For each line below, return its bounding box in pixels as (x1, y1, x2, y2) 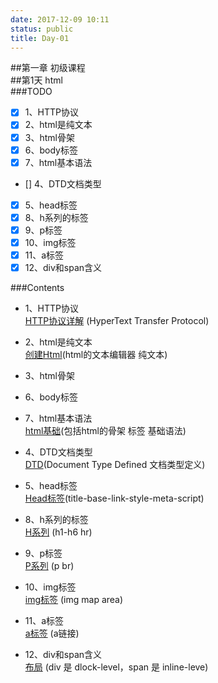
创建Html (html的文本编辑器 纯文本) (24, 349, 168, 361)
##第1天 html (10, 74, 63, 86)
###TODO (10, 86, 53, 98)
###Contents (10, 282, 65, 294)
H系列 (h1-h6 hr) (24, 526, 93, 538)
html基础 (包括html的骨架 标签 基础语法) (24, 425, 187, 437)
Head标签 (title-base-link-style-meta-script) (24, 492, 205, 505)
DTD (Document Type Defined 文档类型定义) (24, 459, 206, 471)
